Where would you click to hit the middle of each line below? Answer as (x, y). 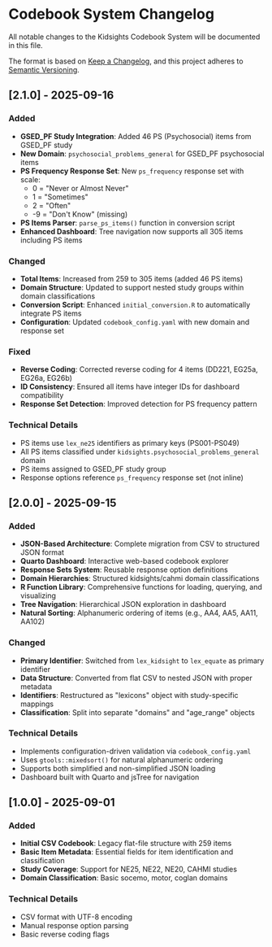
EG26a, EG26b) (46, 378)
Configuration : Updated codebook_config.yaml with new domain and (135, 321)
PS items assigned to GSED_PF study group (93, 469)
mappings (37, 704)
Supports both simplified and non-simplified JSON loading (118, 768)
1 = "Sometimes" (60, 197)
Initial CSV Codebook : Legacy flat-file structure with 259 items (126, 844)
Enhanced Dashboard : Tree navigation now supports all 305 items (132, 231)
